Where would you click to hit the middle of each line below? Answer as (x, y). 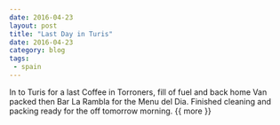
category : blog (37, 51)
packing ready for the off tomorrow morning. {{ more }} (110, 111)
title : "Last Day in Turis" (61, 34)
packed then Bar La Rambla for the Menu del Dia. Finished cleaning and (140, 101)
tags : (19, 59)
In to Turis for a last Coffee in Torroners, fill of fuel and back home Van (138, 92)
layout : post (33, 26)
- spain (27, 67)
